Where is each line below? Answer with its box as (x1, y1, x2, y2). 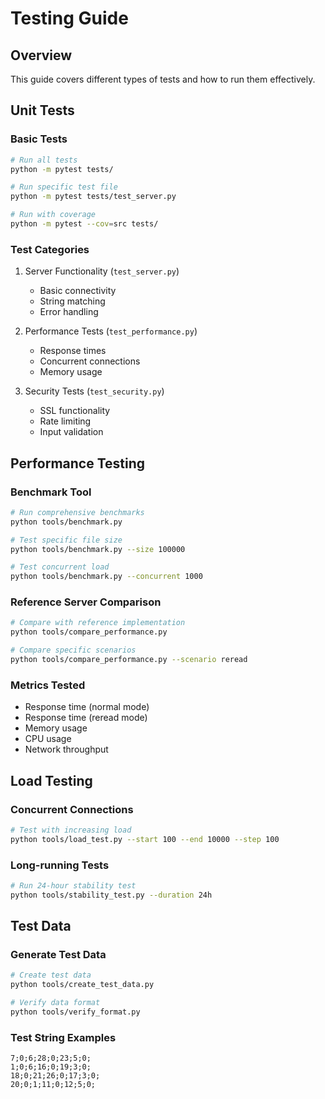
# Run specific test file (10, 182, 118, 192)
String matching (39, 295, 106, 307)
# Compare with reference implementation (10, 618, 186, 628)
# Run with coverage (10, 210, 97, 220)
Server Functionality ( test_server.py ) (24, 265, 180, 277)
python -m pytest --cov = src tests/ (10, 219, 159, 229)
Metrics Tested (10, 678, 86, 692)
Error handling (39, 306, 99, 318)
